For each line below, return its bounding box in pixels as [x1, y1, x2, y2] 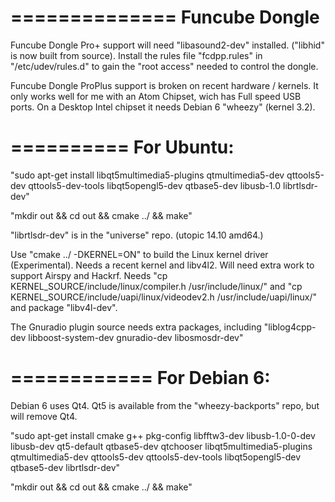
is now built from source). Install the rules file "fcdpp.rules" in [10, 49, 263, 61]
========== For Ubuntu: [10, 136, 235, 159]
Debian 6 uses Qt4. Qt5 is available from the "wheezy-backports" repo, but [10, 399, 320, 411]
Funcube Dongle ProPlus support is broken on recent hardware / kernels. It [10, 79, 319, 91]
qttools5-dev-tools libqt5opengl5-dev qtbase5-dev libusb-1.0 [28, 179, 282, 191]
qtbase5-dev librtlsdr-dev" [10, 461, 121, 473]
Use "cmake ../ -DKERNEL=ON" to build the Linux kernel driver [10, 248, 269, 260]
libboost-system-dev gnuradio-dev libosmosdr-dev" [28, 331, 244, 343]
